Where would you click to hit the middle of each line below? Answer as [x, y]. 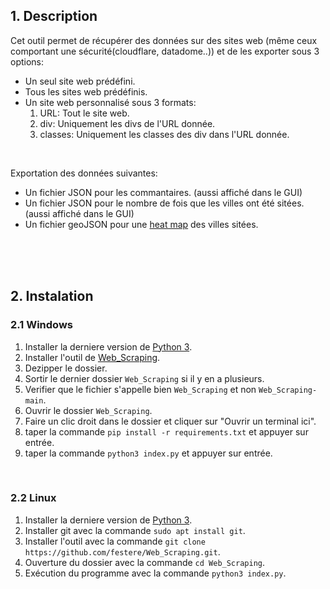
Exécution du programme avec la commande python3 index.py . [155, 573]
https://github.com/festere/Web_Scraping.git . [122, 551]
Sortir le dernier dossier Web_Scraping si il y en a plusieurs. [144, 378]
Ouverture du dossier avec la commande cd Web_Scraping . [145, 562]
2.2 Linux [33, 498]
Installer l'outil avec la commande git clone [115, 541]
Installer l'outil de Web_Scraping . [92, 357]
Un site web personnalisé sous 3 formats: [110, 102]
